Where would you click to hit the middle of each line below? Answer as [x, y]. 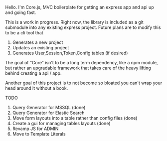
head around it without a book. [37, 88]
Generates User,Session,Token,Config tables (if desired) [70, 53]
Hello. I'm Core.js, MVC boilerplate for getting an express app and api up [80, 7]
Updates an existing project [41, 48]
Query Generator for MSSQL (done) [49, 107]
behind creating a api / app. [33, 73]
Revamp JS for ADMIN [35, 129]
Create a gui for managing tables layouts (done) [61, 123]
